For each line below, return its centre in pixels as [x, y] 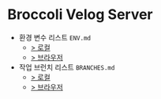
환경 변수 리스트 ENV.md [55, 37]
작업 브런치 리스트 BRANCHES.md [67, 67]
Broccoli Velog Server [80, 15]
